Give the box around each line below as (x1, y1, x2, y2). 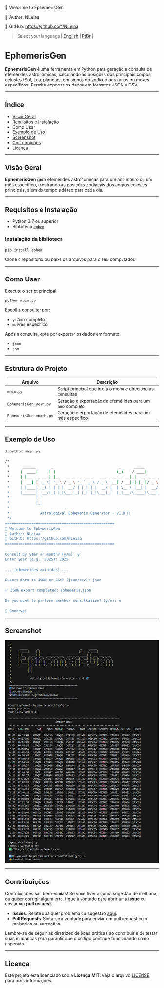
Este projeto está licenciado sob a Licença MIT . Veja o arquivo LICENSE (5, 972, 150, 978)
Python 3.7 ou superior (12, 218, 59, 224)
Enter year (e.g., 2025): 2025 (5, 557, 69, 562)
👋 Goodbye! (5, 608, 27, 613)
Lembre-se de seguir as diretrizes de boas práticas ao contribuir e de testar (5, 930, 158, 936)
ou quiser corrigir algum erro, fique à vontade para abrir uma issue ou (5, 896, 146, 902)
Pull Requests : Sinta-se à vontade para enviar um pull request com (12, 916, 147, 922)
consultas (57, 391, 77, 397)
